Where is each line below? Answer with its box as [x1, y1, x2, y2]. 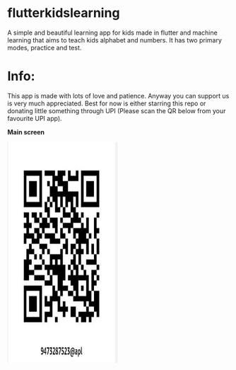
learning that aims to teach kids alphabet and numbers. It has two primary [7, 35, 223, 44]
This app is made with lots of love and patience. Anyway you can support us [7, 91, 230, 100]
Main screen [7, 127, 45, 136]
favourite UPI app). [7, 114, 62, 122]
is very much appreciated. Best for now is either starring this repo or [7, 99, 206, 108]
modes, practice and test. [7, 43, 82, 52]
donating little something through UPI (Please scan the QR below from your [7, 106, 226, 115]
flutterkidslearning [7, 5, 120, 21]
